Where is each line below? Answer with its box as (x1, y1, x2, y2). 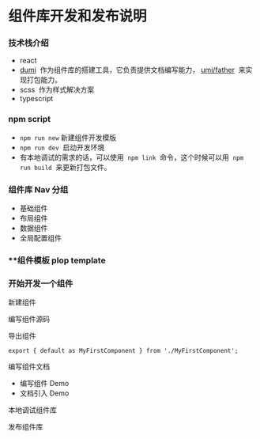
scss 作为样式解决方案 (19, 85, 95, 95)
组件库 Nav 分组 (8, 184, 69, 195)
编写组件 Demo (19, 379, 70, 388)
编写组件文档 (8, 361, 50, 372)
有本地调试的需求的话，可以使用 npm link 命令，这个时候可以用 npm (19, 152, 244, 162)
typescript (19, 94, 54, 104)
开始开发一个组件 (8, 278, 73, 289)
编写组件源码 (8, 314, 50, 324)
